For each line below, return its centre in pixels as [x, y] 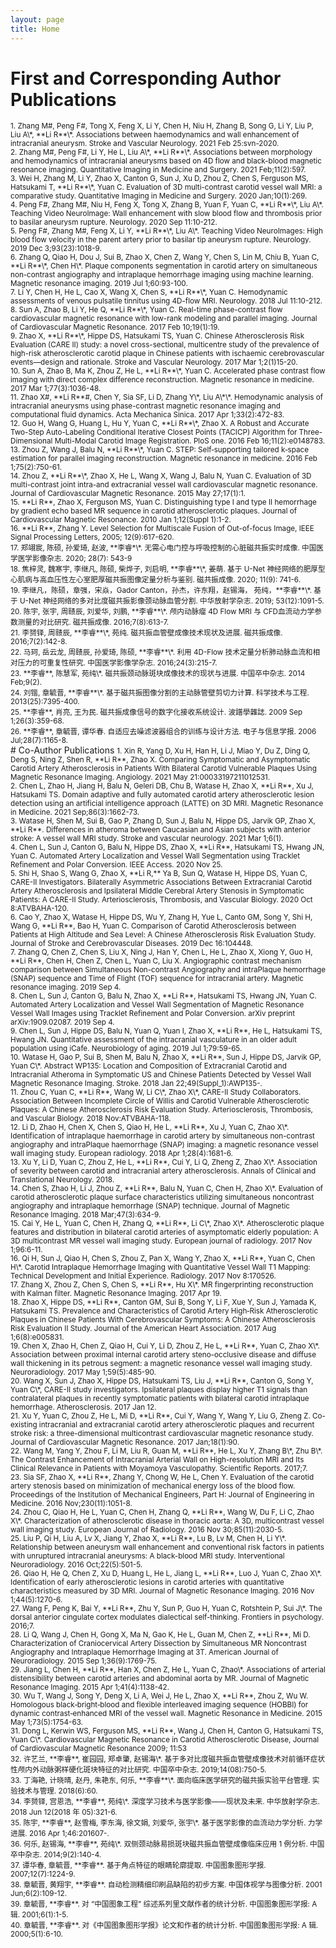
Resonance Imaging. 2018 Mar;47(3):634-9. [86, 1215]
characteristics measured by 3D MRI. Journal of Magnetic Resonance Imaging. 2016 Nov [162, 1591]
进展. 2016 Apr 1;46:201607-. [60, 1834]
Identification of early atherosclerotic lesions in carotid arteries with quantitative [147, 1582]
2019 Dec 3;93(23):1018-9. [56, 249]
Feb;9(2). [26, 682]
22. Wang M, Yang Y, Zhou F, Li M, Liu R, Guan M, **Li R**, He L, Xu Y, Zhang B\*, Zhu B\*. [166, 1451]
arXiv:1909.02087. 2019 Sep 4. [62, 1022]
